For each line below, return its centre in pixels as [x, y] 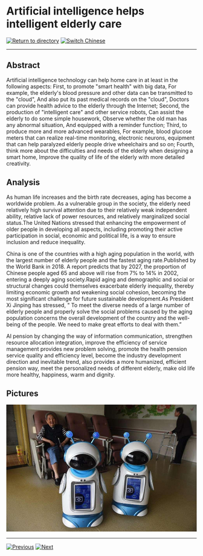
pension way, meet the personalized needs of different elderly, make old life [101, 368]
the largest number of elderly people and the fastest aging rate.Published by [101, 260]
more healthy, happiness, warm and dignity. [61, 374]
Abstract [23, 66]
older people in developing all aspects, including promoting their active [95, 229]
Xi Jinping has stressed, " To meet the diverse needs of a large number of [98, 305]
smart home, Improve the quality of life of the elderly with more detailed [96, 157]
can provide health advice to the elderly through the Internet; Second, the [98, 105]
